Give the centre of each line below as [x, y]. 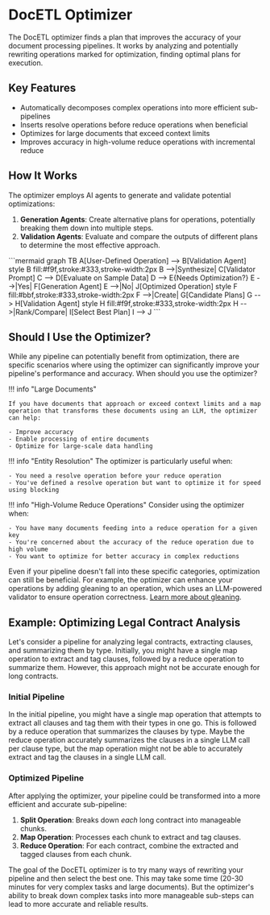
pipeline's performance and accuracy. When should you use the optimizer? [133, 374]
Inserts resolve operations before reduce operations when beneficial [134, 124]
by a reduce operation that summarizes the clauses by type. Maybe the [127, 731]
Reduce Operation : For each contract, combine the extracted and [129, 845]
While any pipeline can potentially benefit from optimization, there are [124, 357]
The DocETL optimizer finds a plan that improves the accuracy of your [125, 37]
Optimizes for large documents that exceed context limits [115, 133]
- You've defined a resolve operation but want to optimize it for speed [135, 483]
